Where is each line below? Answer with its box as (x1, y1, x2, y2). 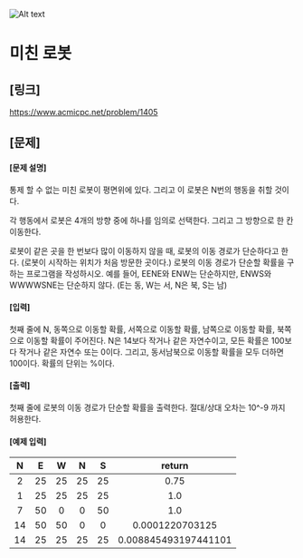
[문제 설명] (9, 162, 47, 172)
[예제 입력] (9, 436, 47, 446)
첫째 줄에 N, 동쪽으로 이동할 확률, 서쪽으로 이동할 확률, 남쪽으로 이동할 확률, (9, 323, 276, 335)
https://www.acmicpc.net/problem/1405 (9, 107, 158, 117)
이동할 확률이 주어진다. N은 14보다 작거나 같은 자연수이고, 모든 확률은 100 (25, 335, 285, 346)
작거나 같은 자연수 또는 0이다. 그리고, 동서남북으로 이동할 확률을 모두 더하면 (18, 346, 285, 357)
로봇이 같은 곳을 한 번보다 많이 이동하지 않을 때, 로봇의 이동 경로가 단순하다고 (9, 245, 279, 256)
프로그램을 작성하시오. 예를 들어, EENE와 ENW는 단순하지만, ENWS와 (25, 268, 272, 279)
